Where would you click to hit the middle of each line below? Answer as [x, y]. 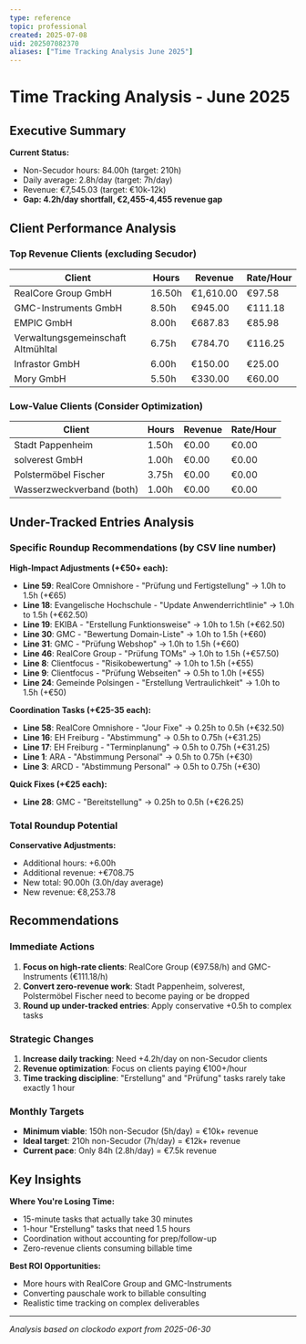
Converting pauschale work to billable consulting [114, 1294]
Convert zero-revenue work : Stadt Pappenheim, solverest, [134, 986]
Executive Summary [68, 130]
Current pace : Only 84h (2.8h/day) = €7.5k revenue [119, 1150]
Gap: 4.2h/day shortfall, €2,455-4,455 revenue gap [122, 199]
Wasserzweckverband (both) [76, 489]
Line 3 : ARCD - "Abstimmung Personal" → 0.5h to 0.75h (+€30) [142, 766]
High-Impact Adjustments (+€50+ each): [89, 568]
